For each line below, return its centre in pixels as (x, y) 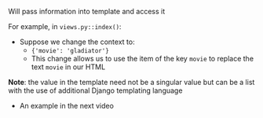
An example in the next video (66, 106)
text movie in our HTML (68, 67)
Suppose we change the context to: (77, 42)
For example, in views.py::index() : (65, 26)
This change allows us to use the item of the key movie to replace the (142, 59)
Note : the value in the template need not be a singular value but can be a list (131, 82)
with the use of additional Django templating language (95, 90)
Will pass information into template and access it (87, 11)
